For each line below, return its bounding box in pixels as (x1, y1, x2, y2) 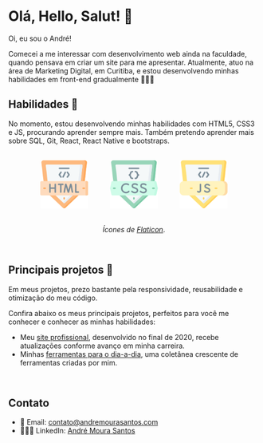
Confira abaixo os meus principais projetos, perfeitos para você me (8, 308, 230, 318)
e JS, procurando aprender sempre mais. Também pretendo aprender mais (8, 127, 255, 136)
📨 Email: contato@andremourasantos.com (19, 417, 159, 427)
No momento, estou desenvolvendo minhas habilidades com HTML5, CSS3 (8, 119, 255, 129)
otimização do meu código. (8, 293, 98, 303)
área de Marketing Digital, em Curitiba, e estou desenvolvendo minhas (8, 65, 239, 75)
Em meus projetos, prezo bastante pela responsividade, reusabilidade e (8, 284, 243, 294)
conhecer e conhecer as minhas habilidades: (8, 317, 156, 326)
